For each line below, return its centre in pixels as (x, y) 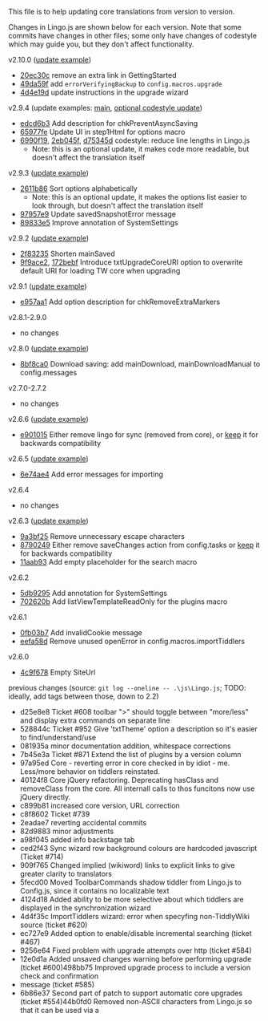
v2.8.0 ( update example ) (49, 348)
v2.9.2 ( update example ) (49, 238)
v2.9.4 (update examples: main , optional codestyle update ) (105, 108)
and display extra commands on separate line (95, 720)
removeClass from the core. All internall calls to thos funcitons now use (137, 788)
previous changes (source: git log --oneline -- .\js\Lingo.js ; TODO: (127, 688)
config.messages (48, 373)
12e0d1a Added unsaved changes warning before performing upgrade (136, 959)
